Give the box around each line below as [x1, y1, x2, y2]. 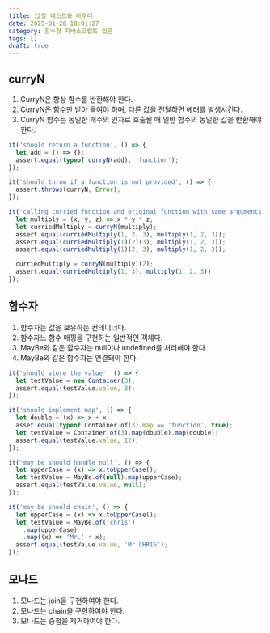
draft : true [8, 42, 49, 50]
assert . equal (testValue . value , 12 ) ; [15, 436, 139, 444]
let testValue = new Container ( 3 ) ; [15, 376, 136, 384]
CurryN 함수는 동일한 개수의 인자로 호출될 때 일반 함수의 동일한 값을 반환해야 [19, 114, 263, 124]
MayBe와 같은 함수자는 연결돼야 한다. [19, 353, 139, 363]
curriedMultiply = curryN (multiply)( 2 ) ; [15, 260, 154, 268]
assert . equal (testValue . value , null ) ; [15, 481, 147, 490]
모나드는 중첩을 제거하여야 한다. [19, 616, 120, 626]
